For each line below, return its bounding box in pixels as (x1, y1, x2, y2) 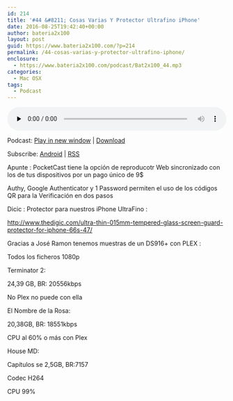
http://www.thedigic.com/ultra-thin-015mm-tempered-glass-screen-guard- (7, 218, 224, 227)
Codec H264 (7, 374, 44, 382)
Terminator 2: (7, 266, 46, 275)
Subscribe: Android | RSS (7, 150, 80, 158)
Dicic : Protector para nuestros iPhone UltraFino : (7, 205, 148, 213)
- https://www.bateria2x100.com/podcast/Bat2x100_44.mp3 (13, 62, 182, 69)
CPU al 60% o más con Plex (7, 334, 88, 342)
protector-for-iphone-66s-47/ (7, 226, 93, 234)
